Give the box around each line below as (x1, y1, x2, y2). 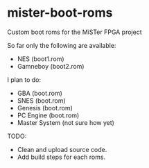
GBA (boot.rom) (17, 89, 62, 97)
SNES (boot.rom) (17, 96, 66, 105)
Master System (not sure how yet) (17, 118, 114, 126)
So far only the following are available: (7, 41, 116, 49)
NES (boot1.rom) (17, 54, 64, 63)
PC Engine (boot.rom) (17, 111, 80, 119)
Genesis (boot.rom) (17, 103, 73, 112)
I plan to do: (7, 75, 42, 84)
